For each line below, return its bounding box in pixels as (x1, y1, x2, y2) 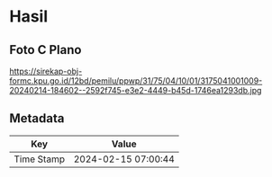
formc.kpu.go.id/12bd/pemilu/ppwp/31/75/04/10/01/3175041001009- (9, 75, 263, 86)
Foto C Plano (9, 42, 82, 58)
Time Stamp (14, 153, 66, 165)
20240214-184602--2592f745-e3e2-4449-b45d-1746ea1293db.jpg (9, 85, 262, 95)
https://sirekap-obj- (9, 66, 83, 76)
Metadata (9, 111, 65, 127)
